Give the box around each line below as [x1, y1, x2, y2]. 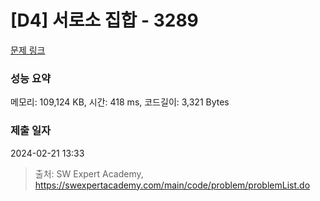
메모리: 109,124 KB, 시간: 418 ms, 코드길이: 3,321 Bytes [10, 96, 230, 108]
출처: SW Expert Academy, [34, 167, 144, 180]
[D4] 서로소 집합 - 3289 [10, 9, 199, 32]
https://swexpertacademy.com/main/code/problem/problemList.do [34, 179, 311, 191]
